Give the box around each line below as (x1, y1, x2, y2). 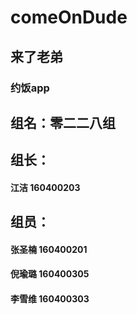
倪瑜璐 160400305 (10, 268, 90, 280)
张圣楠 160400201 (10, 243, 88, 255)
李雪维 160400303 (10, 293, 90, 305)
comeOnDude (10, 6, 128, 29)
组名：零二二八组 (10, 114, 116, 131)
